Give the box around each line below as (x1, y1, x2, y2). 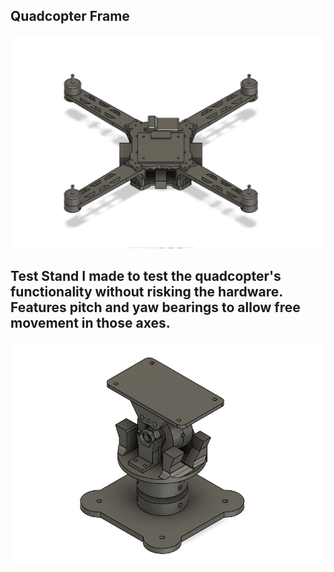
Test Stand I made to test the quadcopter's (10, 268, 282, 285)
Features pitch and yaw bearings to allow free (10, 299, 301, 316)
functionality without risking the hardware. (10, 284, 283, 301)
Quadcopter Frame (10, 8, 130, 25)
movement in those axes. (10, 315, 171, 332)
